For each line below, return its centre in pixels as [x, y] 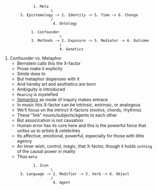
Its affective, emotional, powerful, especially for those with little [80, 136]
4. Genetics [71, 49]
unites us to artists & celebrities [49, 131]
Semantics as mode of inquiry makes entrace [62, 100]
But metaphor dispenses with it [48, 79]
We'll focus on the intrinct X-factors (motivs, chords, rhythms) [79, 110]
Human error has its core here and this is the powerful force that [81, 125]
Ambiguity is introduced [41, 89]
